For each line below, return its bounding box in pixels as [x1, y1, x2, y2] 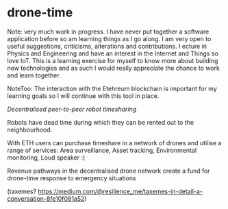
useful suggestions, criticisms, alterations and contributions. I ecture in [7, 42, 207, 50]
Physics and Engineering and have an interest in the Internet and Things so [7, 49, 219, 58]
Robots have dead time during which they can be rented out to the [7, 118, 194, 126]
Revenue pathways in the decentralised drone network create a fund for [7, 167, 210, 175]
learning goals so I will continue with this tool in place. [7, 91, 160, 100]
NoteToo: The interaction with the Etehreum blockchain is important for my [7, 84, 218, 93]
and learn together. [7, 71, 61, 79]
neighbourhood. [7, 125, 53, 134]
